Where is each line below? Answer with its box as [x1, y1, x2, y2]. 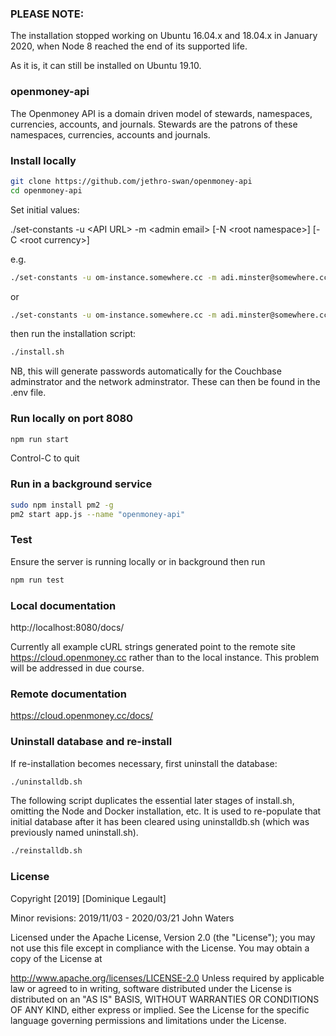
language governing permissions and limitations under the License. [10, 1014, 287, 1026]
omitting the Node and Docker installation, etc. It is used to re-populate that [10, 805, 322, 817]
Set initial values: [10, 203, 80, 216]
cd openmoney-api [10, 185, 83, 196]
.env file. [10, 387, 47, 399]
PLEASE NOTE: [10, 7, 85, 21]
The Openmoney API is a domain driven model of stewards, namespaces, [10, 107, 313, 119]
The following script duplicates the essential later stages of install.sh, [10, 795, 295, 807]
